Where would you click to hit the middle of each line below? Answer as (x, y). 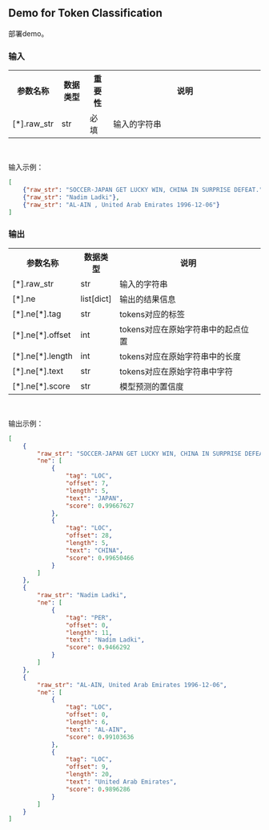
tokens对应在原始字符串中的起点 (181, 329)
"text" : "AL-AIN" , (96, 730)
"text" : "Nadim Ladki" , (105, 640)
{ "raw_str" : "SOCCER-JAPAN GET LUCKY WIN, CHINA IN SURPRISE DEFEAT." (143, 189)
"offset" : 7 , (87, 484)
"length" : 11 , (89, 633)
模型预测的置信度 (152, 386)
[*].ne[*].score (41, 386)
